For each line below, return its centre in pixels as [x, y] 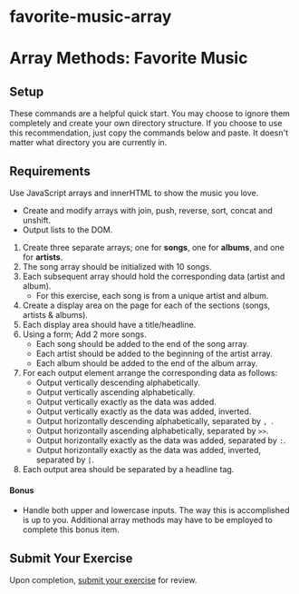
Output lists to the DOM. [68, 230]
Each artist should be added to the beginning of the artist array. [154, 353]
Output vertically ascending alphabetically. [116, 392]
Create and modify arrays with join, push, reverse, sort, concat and [148, 210]
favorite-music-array [91, 17]
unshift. [37, 220]
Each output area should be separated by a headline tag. [128, 469]
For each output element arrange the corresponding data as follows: [150, 373]
